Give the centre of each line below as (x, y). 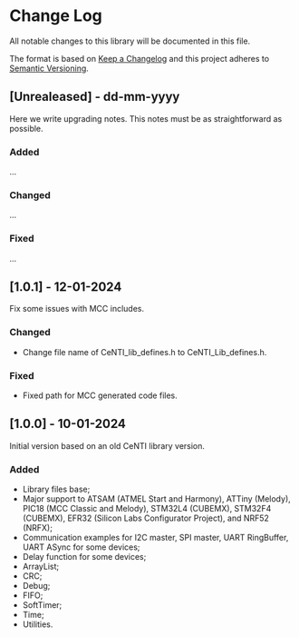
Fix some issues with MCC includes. (77, 309)
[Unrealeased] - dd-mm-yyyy (95, 97)
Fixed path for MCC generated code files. (100, 395)
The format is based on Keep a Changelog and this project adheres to (140, 58)
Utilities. (38, 624)
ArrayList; (41, 567)
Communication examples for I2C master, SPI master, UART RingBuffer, (155, 538)
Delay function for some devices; (84, 557)
